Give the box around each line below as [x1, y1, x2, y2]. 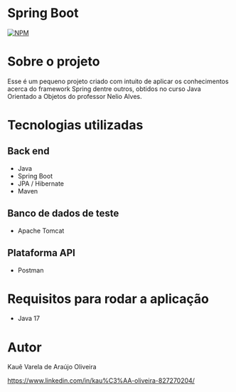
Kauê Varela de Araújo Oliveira [7, 363, 97, 371]
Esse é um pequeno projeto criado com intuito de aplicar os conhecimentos [7, 77, 229, 85]
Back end [7, 145, 50, 157]
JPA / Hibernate [17, 179, 65, 188]
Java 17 [17, 314, 41, 323]
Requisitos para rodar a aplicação [7, 290, 210, 307]
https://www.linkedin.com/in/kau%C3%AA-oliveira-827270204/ [7, 376, 195, 385]
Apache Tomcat [17, 226, 65, 235]
